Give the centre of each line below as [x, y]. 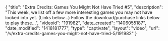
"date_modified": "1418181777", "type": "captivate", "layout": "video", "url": [82, 28]
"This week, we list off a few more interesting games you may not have [79, 12]
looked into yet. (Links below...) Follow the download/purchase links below [82, 18]
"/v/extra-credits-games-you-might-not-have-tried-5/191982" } [71, 33]
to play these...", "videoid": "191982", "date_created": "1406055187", [76, 23]
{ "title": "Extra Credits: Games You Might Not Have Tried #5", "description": [84, 7]
